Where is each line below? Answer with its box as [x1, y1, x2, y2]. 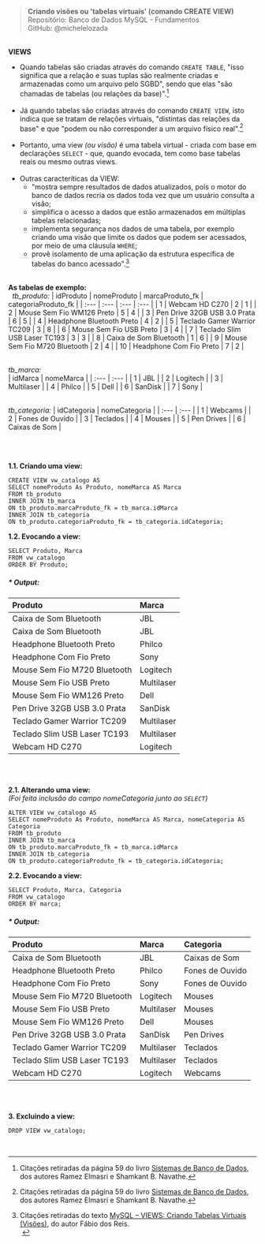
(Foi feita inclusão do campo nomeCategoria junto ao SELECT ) [8, 793, 208, 803]
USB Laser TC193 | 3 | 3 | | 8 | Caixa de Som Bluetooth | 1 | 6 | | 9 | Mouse [8, 333, 248, 342]
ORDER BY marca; [8, 899, 62, 908]
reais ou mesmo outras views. [19, 157, 118, 166]
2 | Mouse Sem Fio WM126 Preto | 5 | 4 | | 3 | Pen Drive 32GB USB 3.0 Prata [8, 308, 256, 317]
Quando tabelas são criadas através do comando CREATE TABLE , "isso [19, 62, 244, 72]
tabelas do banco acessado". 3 [31, 258, 130, 268]
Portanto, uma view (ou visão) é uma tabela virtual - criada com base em [19, 140, 257, 150]
